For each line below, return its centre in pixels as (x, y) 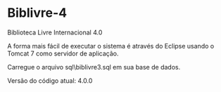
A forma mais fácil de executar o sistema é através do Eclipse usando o (111, 46)
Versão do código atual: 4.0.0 (50, 80)
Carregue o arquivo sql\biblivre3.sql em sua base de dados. (94, 67)
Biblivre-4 (37, 13)
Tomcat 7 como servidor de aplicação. (63, 53)
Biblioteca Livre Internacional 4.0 (55, 32)
